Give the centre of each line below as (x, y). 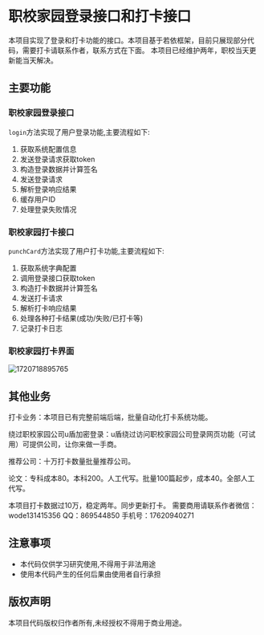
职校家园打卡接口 (41, 232)
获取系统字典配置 (48, 268)
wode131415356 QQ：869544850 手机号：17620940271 (101, 515)
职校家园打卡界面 (41, 351)
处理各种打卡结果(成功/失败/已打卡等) (81, 318)
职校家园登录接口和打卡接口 (100, 16)
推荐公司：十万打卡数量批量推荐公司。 (71, 462)
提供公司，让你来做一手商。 (75, 444)
